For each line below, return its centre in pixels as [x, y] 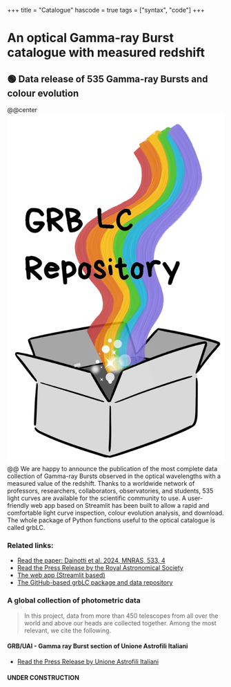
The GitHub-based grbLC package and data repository [95, 583]
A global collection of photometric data [74, 601]
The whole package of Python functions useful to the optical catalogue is [111, 520]
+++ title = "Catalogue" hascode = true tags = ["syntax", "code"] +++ [106, 10]
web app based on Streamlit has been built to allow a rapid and [120, 506]
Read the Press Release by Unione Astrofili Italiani [88, 661]
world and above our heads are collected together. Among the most [120, 623]
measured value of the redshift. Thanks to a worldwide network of [101, 484]
